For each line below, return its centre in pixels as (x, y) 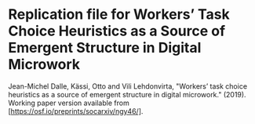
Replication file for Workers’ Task (119, 15)
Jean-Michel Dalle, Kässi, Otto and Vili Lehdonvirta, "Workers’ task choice (128, 86)
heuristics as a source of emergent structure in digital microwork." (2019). (127, 94)
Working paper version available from (69, 103)
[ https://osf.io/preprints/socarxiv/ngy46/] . (76, 111)
